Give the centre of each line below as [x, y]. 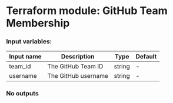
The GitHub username [78, 76]
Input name [26, 57]
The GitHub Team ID [75, 67]
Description [78, 57]
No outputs [23, 94]
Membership [38, 23]
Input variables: [29, 42]
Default [146, 57]
